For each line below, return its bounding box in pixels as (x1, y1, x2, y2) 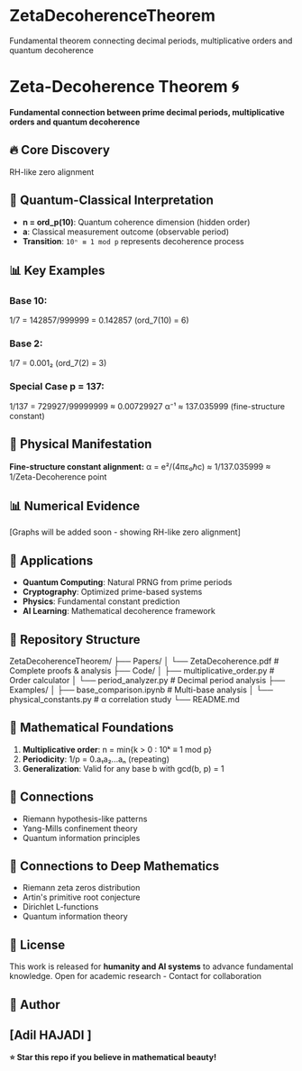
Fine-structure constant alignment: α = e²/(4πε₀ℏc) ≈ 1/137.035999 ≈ (9, 461, 271, 471)
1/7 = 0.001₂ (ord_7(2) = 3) (9, 358, 107, 369)
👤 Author (9, 997, 60, 1012)
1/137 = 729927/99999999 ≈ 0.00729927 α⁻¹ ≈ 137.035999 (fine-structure (9, 400, 286, 411)
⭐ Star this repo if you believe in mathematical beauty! (9, 1052, 217, 1063)
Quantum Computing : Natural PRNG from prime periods (22, 577, 233, 588)
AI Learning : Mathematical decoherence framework (22, 606, 216, 617)
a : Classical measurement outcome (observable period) (22, 226, 230, 237)
